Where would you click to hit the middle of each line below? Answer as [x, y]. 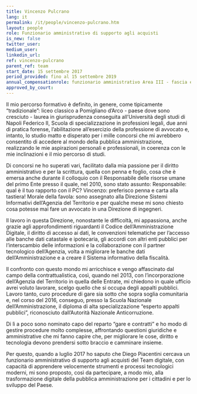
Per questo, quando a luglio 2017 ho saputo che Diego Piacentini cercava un [98, 354]
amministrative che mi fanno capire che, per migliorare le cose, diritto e [92, 336]
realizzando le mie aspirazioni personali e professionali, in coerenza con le [96, 148]
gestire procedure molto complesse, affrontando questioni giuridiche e [91, 330]
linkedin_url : [23, 55]
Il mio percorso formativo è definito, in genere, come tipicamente [84, 104]
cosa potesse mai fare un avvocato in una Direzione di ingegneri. [84, 209]
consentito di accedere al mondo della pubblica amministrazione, [85, 142]
